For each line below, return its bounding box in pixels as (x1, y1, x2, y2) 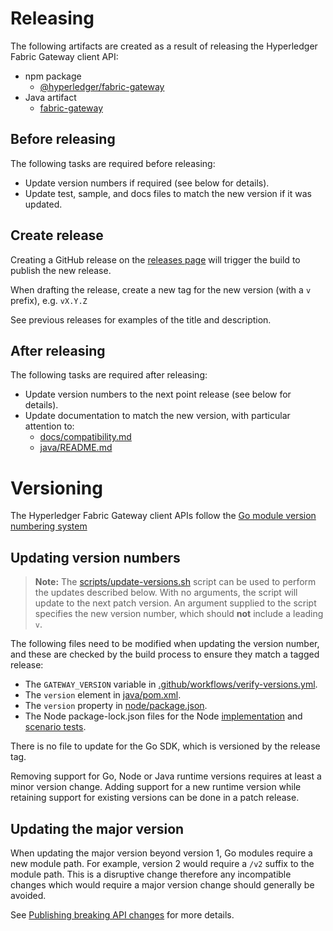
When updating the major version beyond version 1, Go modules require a (10, 847, 313, 859)
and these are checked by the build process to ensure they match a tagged (10, 648, 320, 661)
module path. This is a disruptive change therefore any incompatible (10, 868, 292, 880)
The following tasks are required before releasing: (10, 157, 216, 169)
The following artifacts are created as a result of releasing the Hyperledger (10, 40, 318, 52)
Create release (10, 227, 104, 244)
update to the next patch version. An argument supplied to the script (34, 597, 317, 609)
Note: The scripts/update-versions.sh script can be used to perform (34, 576, 317, 588)
